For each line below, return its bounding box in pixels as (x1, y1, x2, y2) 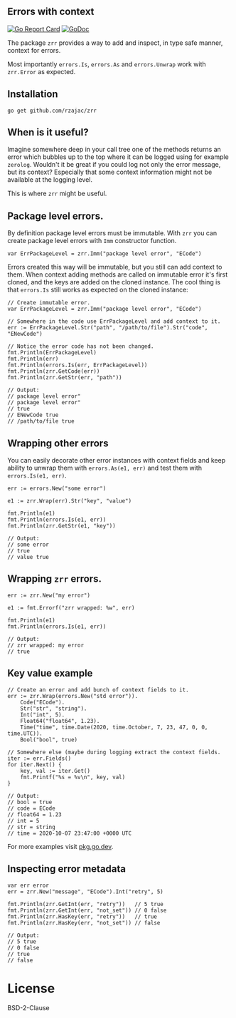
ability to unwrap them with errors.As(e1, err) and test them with (7, 463, 203, 473)
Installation (7, 88, 58, 101)
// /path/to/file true (7, 418, 75, 425)
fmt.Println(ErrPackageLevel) (7, 349, 97, 356)
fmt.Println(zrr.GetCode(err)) (7, 368, 100, 375)
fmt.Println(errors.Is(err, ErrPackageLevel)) (7, 361, 148, 369)
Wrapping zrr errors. (7, 573, 102, 585)
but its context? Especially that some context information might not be (7, 168, 213, 177)
